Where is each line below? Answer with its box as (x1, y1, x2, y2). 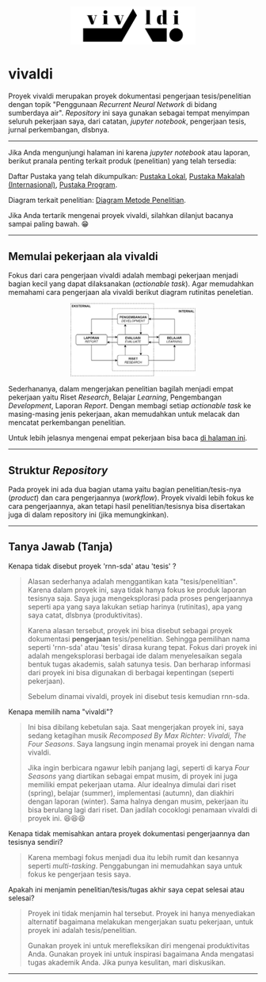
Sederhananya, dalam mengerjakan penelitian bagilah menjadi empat (8, 384, 234, 394)
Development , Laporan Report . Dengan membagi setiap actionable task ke (8, 401, 252, 411)
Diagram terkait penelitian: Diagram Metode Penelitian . (8, 196, 186, 205)
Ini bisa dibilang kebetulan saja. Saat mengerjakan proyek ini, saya (27, 722, 244, 732)
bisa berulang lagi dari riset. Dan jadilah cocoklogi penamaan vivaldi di (27, 804, 257, 814)
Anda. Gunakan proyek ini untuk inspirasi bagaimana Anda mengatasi (27, 949, 255, 958)
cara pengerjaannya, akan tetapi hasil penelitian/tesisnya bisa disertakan (8, 501, 245, 510)
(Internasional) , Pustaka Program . (8, 180, 118, 189)
